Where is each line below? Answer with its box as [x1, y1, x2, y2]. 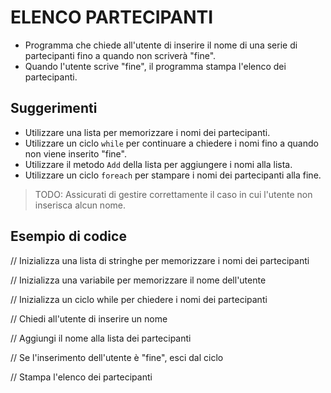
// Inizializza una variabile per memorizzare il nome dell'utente [10, 274, 267, 286]
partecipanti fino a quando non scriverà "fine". [24, 49, 217, 61]
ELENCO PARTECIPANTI [10, 6, 214, 29]
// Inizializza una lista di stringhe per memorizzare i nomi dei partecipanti [10, 254, 310, 266]
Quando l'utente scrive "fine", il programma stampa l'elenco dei [24, 60, 287, 72]
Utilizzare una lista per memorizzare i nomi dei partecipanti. [24, 126, 271, 138]
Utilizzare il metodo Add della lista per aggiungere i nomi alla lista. [24, 158, 293, 170]
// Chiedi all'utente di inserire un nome [10, 312, 168, 325]
